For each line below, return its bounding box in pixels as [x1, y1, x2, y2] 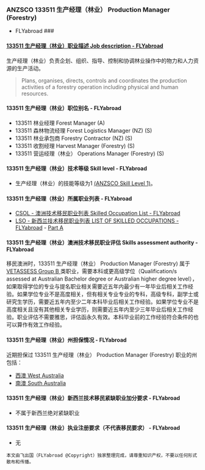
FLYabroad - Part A [15, 224, 64, 232]
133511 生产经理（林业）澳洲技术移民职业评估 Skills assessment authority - [6, 238, 198, 246]
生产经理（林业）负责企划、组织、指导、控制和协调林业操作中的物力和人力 [6, 57, 193, 64]
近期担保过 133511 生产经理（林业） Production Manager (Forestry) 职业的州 [6, 351, 197, 358]
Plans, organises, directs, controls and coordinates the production [21, 76, 187, 84]
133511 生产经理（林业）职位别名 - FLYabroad [6, 105, 122, 112]
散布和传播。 [6, 458, 34, 465]
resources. [21, 90, 49, 97]
